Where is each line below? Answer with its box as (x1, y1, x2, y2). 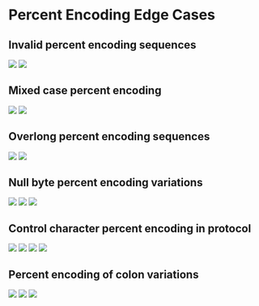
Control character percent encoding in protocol (8, 221, 252, 236)
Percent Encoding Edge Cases (8, 6, 216, 24)
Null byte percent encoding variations (8, 176, 203, 189)
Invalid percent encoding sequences (8, 38, 197, 52)
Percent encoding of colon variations (8, 267, 199, 281)
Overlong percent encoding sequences (8, 130, 210, 143)
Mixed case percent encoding (8, 83, 162, 98)
